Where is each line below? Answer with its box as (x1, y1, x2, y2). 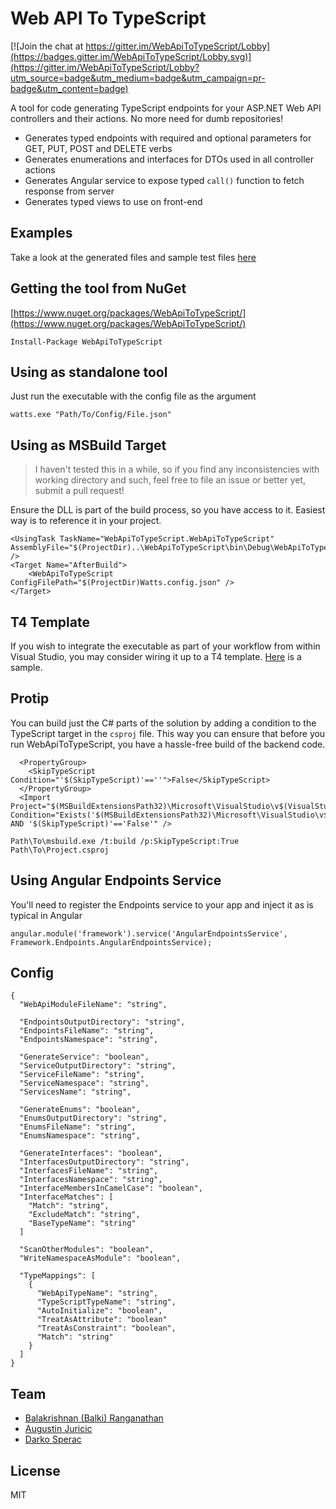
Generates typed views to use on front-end (24, 195, 203, 207)
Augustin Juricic (24, 1423, 93, 1435)
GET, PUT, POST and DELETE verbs (24, 142, 173, 154)
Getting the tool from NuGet (10, 280, 187, 297)
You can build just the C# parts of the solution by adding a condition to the (10, 717, 317, 729)
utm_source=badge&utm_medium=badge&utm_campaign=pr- (10, 72, 266, 84)
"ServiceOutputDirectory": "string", (19, 1061, 177, 1071)
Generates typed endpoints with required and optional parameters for (24, 132, 312, 144)
